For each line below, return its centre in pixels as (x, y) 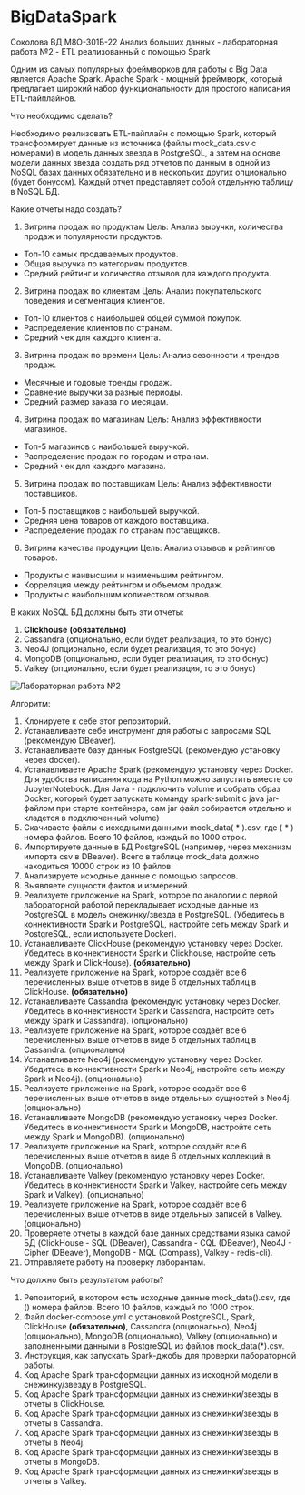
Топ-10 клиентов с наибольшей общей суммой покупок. (133, 318)
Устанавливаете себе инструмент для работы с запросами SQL (147, 730)
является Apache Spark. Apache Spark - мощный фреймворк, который (147, 78)
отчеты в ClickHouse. (64, 1403)
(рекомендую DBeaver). (69, 740)
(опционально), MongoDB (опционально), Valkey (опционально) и (150, 1336)
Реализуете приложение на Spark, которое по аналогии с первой (150, 895)
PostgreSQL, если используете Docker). (100, 933)
